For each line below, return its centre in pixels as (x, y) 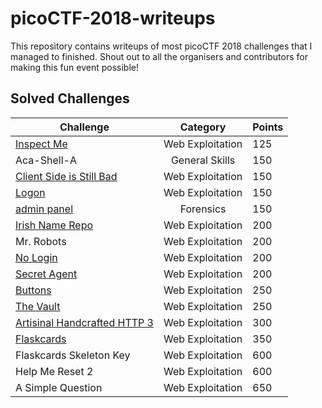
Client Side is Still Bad (66, 176)
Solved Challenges (70, 98)
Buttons (33, 290)
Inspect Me (41, 144)
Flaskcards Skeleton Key (73, 355)
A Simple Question (59, 387)
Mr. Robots (41, 241)
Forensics (203, 209)
